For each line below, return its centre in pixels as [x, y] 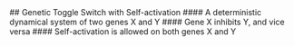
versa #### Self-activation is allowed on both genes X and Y [123, 32]
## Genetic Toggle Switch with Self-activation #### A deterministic [136, 12]
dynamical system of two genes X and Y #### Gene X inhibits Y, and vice [147, 22]
